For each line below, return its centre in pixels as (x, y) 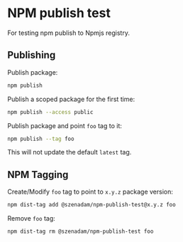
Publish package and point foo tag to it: (65, 125)
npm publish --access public (50, 112)
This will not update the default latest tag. (70, 152)
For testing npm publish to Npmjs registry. (68, 33)
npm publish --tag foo (41, 139)
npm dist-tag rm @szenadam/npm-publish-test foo (81, 232)
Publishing (32, 55)
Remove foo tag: (31, 219)
